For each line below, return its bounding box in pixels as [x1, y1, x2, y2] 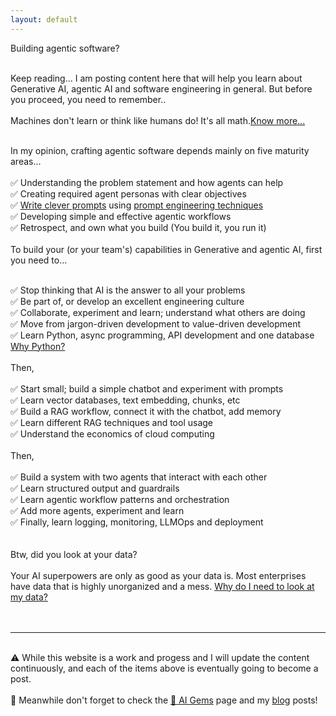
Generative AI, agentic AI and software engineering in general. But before [10, 82, 313, 95]
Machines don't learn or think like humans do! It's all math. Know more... [10, 114, 306, 126]
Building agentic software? [10, 42, 120, 54]
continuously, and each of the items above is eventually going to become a [10, 662, 319, 674]
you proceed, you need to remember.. [10, 93, 167, 105]
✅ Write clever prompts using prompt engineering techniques [10, 199, 264, 211]
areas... [10, 155, 42, 167]
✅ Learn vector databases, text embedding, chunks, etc [10, 394, 241, 406]
